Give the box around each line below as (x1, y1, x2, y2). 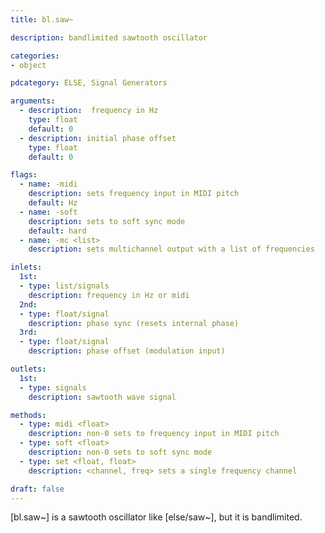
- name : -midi (19, 179, 78, 190)
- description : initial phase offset (19, 133, 177, 143)
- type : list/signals (19, 281, 110, 291)
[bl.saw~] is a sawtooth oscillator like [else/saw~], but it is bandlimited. (10, 511, 303, 523)
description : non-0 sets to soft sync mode (28, 447, 213, 457)
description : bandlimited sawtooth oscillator (10, 32, 208, 43)
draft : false (10, 484, 65, 494)
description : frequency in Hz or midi (28, 290, 190, 300)
